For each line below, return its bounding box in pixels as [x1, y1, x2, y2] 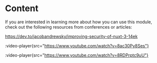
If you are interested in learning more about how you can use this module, [5, 19, 153, 25]
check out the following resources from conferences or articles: [5, 24, 132, 30]
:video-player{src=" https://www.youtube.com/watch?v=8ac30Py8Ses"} [5, 43, 149, 48]
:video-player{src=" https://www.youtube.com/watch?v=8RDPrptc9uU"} [5, 52, 149, 58]
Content [5, 3, 39, 14]
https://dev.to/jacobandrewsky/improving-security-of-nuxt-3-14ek [5, 33, 138, 39]
